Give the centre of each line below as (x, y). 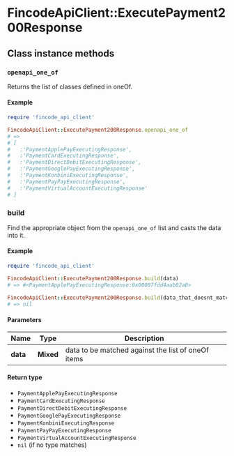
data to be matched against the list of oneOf (137, 350)
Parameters (24, 320)
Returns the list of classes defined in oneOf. (70, 86)
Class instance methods (61, 53)
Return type (25, 377)
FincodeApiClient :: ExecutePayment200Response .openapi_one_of (98, 130)
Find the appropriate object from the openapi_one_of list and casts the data (114, 227)
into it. (16, 235)
